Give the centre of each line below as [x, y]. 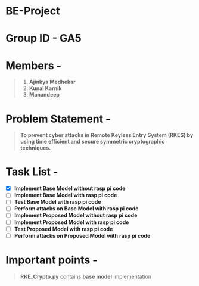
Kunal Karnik [45, 88]
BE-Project [33, 11]
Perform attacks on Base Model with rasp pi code [76, 209]
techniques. [35, 148]
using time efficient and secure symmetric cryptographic [92, 142]
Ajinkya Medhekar [52, 82]
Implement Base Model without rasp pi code [70, 188]
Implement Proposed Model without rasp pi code [76, 215]
